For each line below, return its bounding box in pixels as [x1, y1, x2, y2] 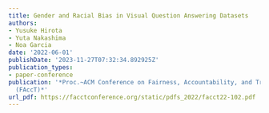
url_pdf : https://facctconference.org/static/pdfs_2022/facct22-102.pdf [8, 93, 256, 101]
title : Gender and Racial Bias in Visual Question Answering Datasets [8, 11, 249, 20]
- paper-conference [8, 71, 74, 79]
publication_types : [8, 64, 74, 72]
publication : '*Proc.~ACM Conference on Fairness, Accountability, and [8, 78, 252, 86]
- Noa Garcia [8, 41, 52, 49]
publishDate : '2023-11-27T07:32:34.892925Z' [8, 56, 159, 64]
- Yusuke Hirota [8, 26, 62, 34]
